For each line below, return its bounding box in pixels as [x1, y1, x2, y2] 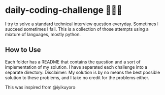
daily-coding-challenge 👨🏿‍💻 [5, 4, 123, 16]
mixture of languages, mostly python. [5, 31, 81, 37]
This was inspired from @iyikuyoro [5, 84, 75, 90]
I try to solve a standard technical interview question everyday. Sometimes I [5, 21, 159, 27]
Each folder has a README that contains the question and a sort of [5, 59, 141, 65]
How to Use [5, 46, 41, 54]
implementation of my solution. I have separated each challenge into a [5, 64, 148, 70]
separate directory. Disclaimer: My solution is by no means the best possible [5, 69, 160, 75]
